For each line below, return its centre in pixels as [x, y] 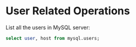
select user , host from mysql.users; [53, 38]
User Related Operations [68, 11]
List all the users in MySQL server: [48, 27]
